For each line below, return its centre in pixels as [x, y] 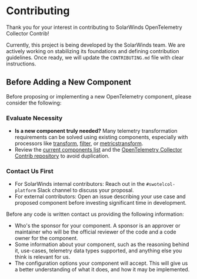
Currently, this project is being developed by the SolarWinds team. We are [96, 45]
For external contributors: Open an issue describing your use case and [100, 196]
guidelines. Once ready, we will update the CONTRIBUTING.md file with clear [95, 57]
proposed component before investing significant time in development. [101, 203]
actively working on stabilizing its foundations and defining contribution [93, 51]
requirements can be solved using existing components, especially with [101, 137]
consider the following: [34, 103]
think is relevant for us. [42, 257]
